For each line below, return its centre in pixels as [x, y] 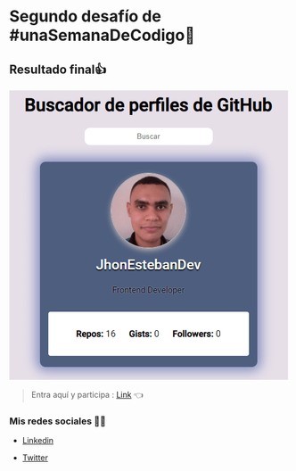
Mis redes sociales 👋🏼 [58, 421]
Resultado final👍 [58, 69]
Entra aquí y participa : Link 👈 [87, 395]
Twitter [35, 458]
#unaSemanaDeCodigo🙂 [103, 35]
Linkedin [38, 441]
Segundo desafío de [86, 17]
